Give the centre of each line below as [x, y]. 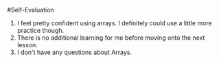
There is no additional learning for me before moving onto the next [111, 38]
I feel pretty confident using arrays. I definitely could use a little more [115, 23]
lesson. [27, 45]
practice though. [40, 30]
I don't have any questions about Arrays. [74, 52]
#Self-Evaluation [31, 10]
